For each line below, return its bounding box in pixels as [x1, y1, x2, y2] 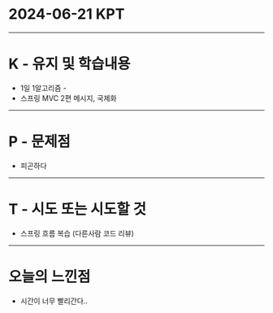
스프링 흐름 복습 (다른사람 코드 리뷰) [19, 228, 134, 238]
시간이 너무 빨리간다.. [19, 296, 88, 306]
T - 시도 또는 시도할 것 [8, 200, 147, 218]
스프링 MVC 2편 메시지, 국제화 [19, 93, 117, 102]
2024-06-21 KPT [8, 5, 125, 24]
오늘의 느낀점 [8, 267, 91, 285]
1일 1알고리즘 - [19, 83, 67, 93]
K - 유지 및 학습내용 [8, 54, 132, 73]
